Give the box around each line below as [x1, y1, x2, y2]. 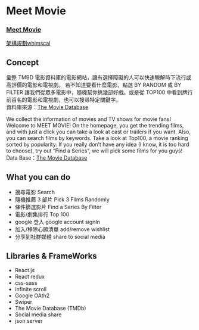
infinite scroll [14, 285, 46, 292]
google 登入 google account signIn [14, 219, 100, 226]
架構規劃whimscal [6, 40, 51, 47]
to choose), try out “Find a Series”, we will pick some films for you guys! [6, 147, 183, 154]
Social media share [14, 311, 62, 318]
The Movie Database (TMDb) [14, 304, 86, 312]
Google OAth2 [14, 292, 50, 299]
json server [14, 317, 43, 324]
